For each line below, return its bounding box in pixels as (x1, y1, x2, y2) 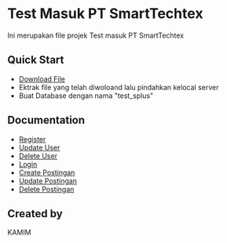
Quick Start (7, 53, 64, 67)
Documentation (7, 114, 86, 127)
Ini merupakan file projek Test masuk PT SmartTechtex (7, 31, 185, 40)
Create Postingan (18, 168, 75, 177)
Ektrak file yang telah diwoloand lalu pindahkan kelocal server (18, 82, 219, 92)
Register (18, 134, 46, 143)
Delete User (18, 151, 58, 161)
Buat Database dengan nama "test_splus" (18, 91, 154, 100)
